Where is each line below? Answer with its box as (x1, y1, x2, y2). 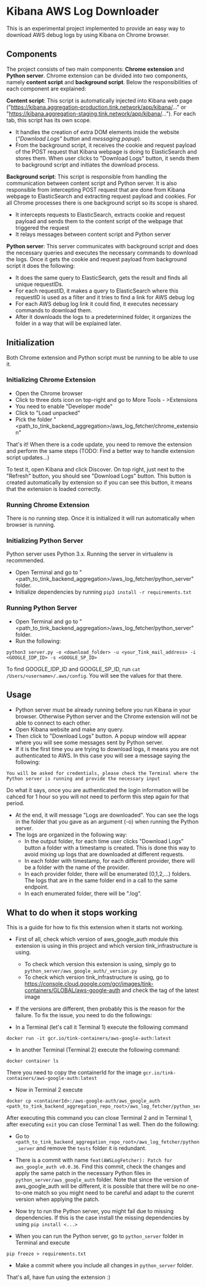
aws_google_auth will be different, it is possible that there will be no (15, 1183, 186, 1190)
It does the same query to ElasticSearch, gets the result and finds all (15, 274, 188, 281)
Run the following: (15, 637, 61, 645)
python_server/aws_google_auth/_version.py (24, 968, 138, 975)
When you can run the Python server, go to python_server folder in (15, 1232, 184, 1240)
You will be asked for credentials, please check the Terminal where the (6, 770, 199, 776)
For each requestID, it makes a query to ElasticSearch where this (15, 287, 179, 294)
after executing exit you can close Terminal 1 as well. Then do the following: (6, 1120, 199, 1128)
